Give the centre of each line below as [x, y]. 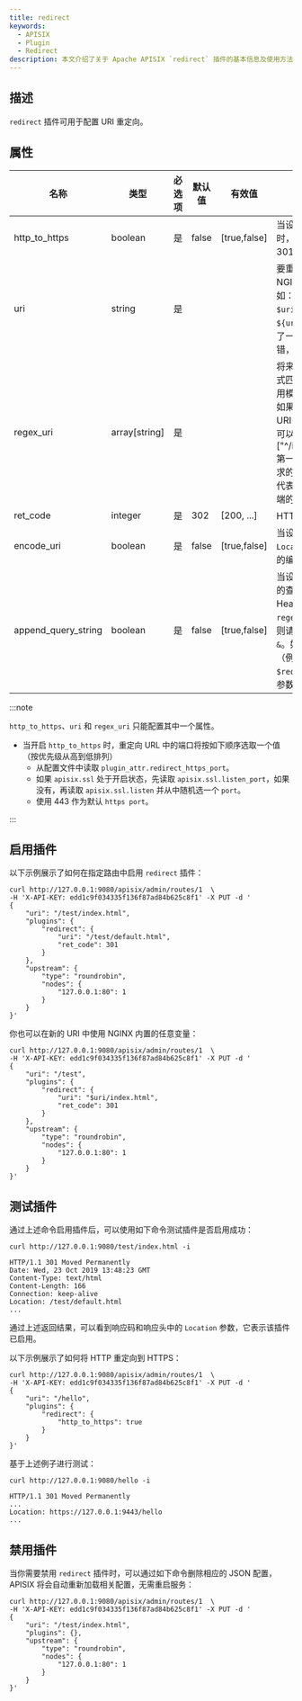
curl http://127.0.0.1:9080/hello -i [80, 1481]
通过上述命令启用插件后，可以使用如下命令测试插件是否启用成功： [131, 1230]
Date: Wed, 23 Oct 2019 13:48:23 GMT [80, 1271]
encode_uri [37, 545]
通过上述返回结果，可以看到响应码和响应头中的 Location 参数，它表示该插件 [150, 1328]
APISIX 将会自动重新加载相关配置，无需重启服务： [102, 1585]
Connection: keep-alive [54, 1294]
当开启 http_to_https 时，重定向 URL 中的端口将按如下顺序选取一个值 [151, 745]
